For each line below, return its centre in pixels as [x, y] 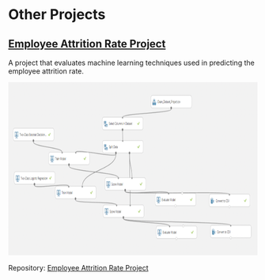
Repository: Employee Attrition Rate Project [78, 268]
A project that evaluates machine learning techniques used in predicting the [131, 62]
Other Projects [57, 15]
